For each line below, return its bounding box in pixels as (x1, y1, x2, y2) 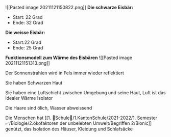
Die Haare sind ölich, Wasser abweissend (5, 105, 92, 111)
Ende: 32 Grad (12, 20, 43, 25)
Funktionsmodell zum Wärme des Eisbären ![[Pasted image (5, 54, 133, 61)
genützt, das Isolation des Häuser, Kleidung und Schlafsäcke (5, 126, 133, 132)
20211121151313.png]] (5, 60, 50, 66)
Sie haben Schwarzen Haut (5, 80, 63, 86)
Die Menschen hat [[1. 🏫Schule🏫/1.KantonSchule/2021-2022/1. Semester (5, 115, 157, 121)
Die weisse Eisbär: (5, 30, 45, 35)
